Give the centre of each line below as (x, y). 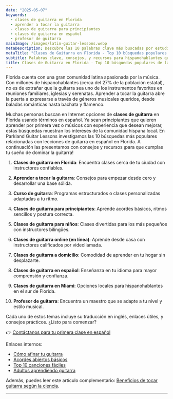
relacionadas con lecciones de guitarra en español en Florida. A (73, 142)
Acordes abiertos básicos (40, 359)
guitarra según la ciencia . (33, 386)
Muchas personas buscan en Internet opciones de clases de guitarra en (83, 115)
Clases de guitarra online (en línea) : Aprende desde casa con (79, 240)
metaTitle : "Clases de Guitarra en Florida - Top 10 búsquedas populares (86, 53)
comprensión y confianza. (41, 276)
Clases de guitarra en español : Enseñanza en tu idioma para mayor (85, 271)
